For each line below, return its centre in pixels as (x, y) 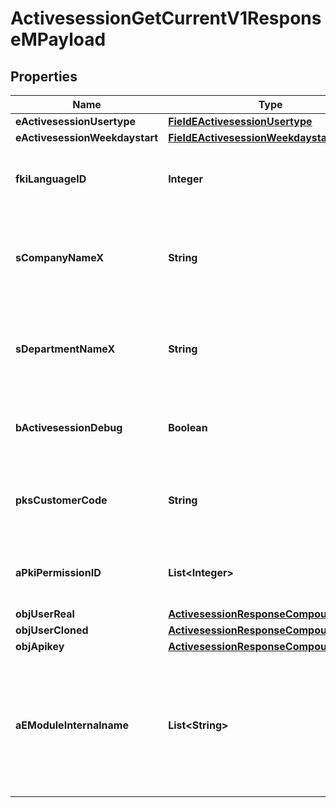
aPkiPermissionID (58, 572)
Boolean (188, 427)
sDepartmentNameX (65, 349)
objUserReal (45, 614)
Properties (44, 76)
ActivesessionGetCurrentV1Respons (166, 18)
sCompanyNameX (60, 257)
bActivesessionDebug (69, 427)
